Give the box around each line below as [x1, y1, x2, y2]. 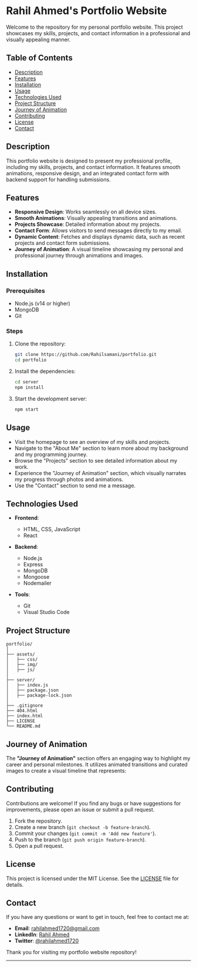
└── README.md [6, 723, 41, 730]
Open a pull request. [14, 842, 64, 849]
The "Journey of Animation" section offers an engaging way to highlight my [6, 755, 191, 762]
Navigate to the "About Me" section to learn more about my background [14, 445, 189, 452]
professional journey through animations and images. [14, 252, 144, 259]
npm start [14, 406, 39, 412]
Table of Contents [6, 53, 73, 63]
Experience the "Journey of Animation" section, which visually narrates [14, 469, 186, 476]
